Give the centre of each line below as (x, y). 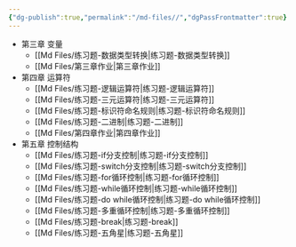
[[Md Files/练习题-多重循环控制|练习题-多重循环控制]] (132, 211)
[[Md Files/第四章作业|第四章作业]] (97, 132)
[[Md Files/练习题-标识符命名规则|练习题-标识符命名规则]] (140, 110)
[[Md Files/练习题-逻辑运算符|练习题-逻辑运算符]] (124, 88)
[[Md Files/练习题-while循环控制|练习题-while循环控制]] (136, 188)
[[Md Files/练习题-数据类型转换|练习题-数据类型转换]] (132, 55)
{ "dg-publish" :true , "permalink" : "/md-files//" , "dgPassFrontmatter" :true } (148, 17)
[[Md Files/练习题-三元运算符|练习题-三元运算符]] (124, 100)
